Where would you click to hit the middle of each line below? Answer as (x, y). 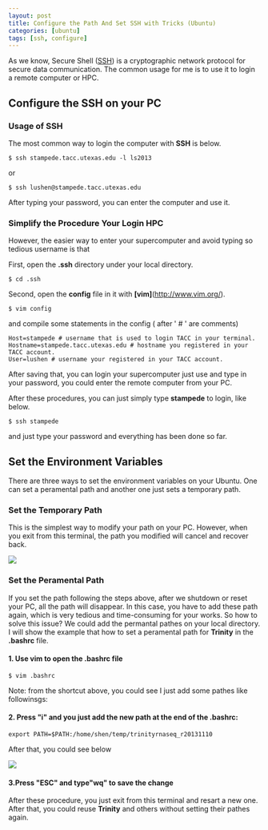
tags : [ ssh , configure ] (48, 38)
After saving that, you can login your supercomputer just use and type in (128, 374)
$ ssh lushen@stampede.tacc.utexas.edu (75, 187)
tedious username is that (49, 249)
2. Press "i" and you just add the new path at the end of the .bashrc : (123, 717)
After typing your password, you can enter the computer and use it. (119, 202)
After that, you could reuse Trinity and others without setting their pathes (129, 809)
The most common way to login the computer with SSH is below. (115, 143)
